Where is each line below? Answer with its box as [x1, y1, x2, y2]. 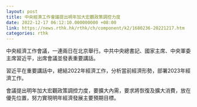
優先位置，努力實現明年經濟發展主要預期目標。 [6, 95, 119, 102]
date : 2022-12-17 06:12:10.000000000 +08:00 [6, 19, 117, 25]
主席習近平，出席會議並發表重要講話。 [6, 55, 98, 62]
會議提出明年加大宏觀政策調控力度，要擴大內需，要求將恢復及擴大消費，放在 [6, 87, 191, 94]
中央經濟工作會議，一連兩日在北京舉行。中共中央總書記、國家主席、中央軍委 [6, 48, 191, 55]
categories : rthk [6, 31, 49, 36]
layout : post [6, 8, 38, 15]
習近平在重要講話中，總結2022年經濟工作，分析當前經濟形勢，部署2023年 [6, 67, 186, 74]
